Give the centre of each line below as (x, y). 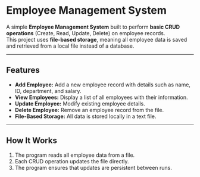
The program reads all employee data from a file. (75, 155)
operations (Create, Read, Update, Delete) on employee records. (86, 33)
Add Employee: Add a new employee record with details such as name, (102, 85)
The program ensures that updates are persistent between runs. (93, 167)
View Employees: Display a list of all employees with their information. (101, 97)
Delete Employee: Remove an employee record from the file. (89, 110)
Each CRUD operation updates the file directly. (72, 161)
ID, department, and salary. (48, 91)
